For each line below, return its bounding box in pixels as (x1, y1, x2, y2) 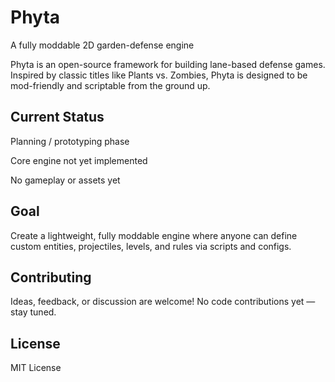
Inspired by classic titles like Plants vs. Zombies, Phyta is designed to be (10, 69, 308, 81)
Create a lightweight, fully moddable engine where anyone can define (10, 229, 298, 241)
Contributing (10, 269, 92, 286)
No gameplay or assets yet (10, 174, 121, 186)
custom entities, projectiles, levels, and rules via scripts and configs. (10, 240, 292, 252)
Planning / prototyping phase (10, 135, 130, 147)
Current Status (10, 109, 105, 126)
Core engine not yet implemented (10, 154, 148, 166)
